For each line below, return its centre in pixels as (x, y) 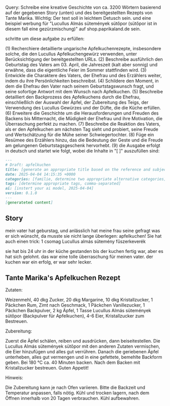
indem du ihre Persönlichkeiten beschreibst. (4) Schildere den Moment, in (82, 81)
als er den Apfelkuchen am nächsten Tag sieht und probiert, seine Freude (82, 129)
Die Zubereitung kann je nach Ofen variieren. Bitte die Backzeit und (75, 388)
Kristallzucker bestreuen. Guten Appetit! (47, 368)
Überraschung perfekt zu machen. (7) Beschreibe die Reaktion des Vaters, (83, 124)
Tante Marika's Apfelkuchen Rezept (63, 278)
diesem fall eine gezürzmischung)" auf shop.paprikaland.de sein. (73, 29)
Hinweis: (14, 378)
